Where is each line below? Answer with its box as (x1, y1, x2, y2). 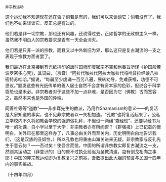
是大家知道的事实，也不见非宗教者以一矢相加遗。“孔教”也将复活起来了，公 (5, 112, 157, 117)
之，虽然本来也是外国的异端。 (5, 95, 66, 100)
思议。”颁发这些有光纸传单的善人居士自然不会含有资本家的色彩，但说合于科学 (5, 83, 161, 88)
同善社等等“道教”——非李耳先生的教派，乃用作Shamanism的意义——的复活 (5, 105, 158, 111)
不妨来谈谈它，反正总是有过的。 (13, 20, 79, 26)
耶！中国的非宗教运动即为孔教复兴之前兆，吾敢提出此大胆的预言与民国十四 (5, 155, 157, 161)
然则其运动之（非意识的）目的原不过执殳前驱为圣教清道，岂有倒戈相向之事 (5, 149, 157, 154)
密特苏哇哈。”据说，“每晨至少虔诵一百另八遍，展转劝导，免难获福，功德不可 (5, 76, 159, 82)
